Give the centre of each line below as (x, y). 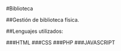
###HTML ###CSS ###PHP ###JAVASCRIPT (61, 42)
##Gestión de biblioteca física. (43, 20)
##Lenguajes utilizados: (35, 31)
